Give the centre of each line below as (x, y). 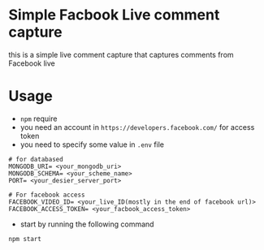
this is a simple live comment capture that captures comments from (121, 54)
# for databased (36, 159)
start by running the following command (87, 224)
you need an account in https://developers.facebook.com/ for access (137, 127)
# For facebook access (47, 195)
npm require (39, 119)
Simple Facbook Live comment (114, 15)
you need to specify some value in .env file (92, 144)
